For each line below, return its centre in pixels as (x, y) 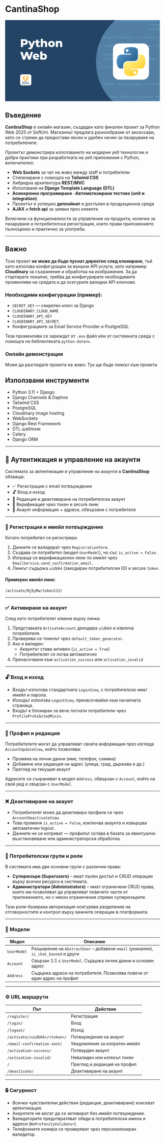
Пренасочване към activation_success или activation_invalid (78, 659)
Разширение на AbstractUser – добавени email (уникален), (92, 949)
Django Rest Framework (37, 424)
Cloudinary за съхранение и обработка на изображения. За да (71, 271)
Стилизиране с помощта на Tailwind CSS (55, 178)
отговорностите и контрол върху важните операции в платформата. (77, 912)
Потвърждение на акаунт (97, 1036)
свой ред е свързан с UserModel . (39, 784)
